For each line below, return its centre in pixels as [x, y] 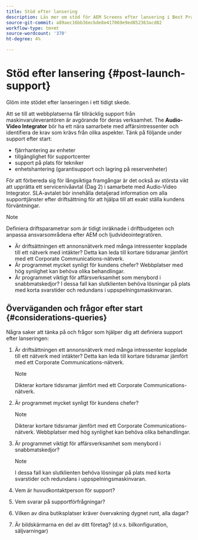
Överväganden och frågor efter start [75, 308]
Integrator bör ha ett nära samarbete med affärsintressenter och [100, 126]
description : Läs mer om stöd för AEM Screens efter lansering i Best [95, 17]
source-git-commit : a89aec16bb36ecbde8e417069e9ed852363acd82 [84, 22]
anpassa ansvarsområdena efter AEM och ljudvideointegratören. [85, 234]
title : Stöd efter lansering [42, 12]
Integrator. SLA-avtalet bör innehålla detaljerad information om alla [87, 193]
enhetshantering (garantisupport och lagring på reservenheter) [91, 169]
